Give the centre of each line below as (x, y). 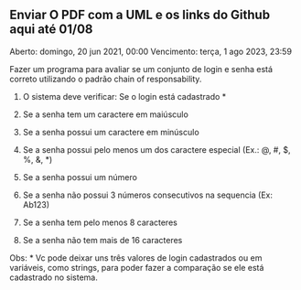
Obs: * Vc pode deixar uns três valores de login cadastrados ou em (136, 258)
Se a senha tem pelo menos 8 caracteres (100, 222)
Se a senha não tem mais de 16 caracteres (102, 240)
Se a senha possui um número (80, 177)
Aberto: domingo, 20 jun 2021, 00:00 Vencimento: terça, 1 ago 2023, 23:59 (151, 51)
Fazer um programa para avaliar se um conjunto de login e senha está (141, 69)
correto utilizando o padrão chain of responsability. (106, 79)
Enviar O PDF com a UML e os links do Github (140, 15)
